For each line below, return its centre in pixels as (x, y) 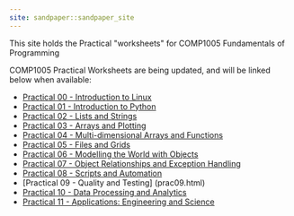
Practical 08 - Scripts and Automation (92, 173)
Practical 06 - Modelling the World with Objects (110, 154)
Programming (35, 52)
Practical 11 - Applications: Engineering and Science (118, 202)
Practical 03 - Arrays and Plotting (84, 125)
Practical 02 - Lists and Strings (80, 116)
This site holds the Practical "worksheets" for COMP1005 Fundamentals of (147, 43)
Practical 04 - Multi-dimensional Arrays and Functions (122, 134)
